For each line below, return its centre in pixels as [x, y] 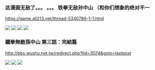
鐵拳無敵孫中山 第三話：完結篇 [41, 42]
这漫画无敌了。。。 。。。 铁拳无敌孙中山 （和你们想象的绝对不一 [77, 7]
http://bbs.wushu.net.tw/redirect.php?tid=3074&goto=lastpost [68, 53]
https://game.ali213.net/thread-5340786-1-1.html [55, 18]
